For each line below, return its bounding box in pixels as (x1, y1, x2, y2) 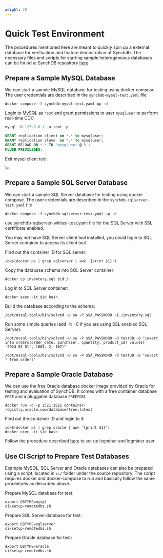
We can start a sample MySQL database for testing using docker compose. (5, 87, 156, 93)
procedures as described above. (5, 481, 71, 487)
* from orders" (5, 357, 36, 362)
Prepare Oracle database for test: (5, 535, 72, 540)
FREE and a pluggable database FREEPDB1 (5, 394, 86, 399)
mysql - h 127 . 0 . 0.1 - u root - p (5, 125, 69, 130)
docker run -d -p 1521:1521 (5, 403, 62, 408)
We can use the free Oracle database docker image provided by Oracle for (5, 383, 155, 389)
